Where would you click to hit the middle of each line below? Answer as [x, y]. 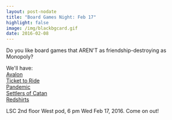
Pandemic [18, 87]
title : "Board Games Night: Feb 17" [51, 17]
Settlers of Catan [27, 93]
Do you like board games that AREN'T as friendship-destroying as [86, 50]
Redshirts [18, 100]
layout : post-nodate [32, 12]
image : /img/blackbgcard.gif [42, 28]
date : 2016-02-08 [27, 34]
